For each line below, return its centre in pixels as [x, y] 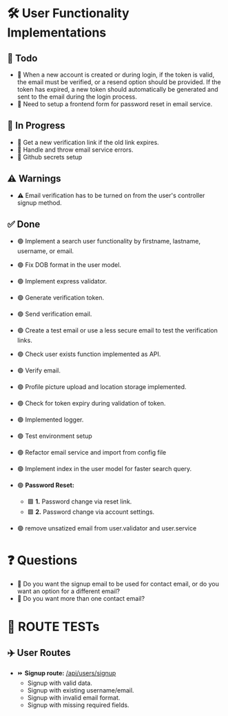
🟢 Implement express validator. [62, 281]
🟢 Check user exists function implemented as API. [89, 354]
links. [24, 340]
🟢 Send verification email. [54, 314]
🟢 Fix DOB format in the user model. [69, 265]
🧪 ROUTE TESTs [53, 627]
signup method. [39, 202]
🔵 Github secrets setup [50, 157]
